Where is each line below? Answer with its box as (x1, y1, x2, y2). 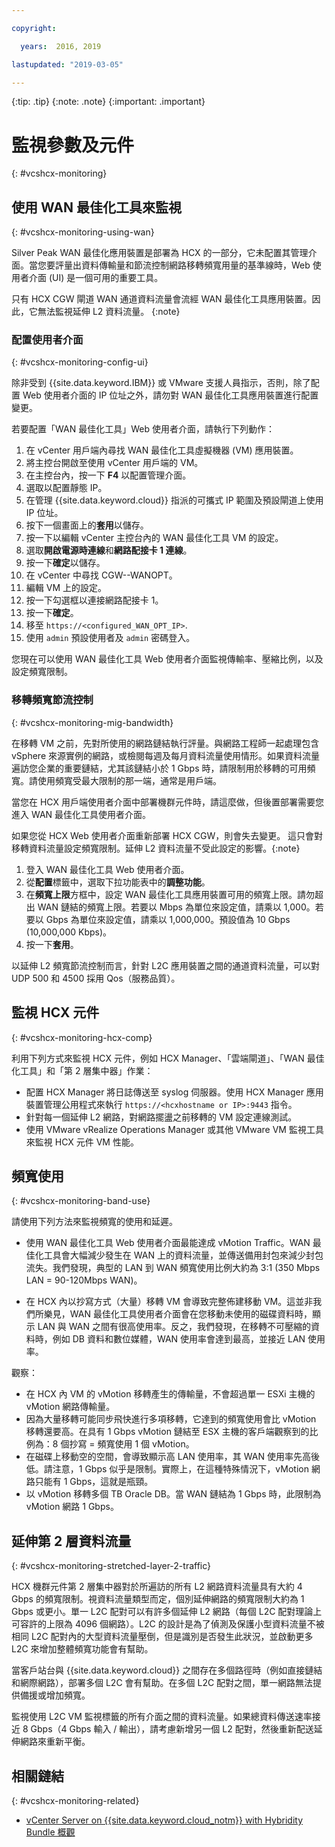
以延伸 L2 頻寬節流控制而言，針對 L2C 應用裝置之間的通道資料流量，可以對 (11, 959, 320, 971)
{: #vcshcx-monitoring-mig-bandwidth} (11, 716, 174, 728)
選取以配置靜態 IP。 (25, 482, 108, 494)
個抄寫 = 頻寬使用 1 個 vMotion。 (60, 1438, 195, 1450)
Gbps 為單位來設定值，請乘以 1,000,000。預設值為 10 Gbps (45, 913, 291, 925)
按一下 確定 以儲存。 (25, 557, 106, 569)
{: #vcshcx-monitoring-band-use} (11, 1195, 151, 1207)
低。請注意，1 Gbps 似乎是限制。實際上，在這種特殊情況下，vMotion (25, 1463, 309, 1475)
